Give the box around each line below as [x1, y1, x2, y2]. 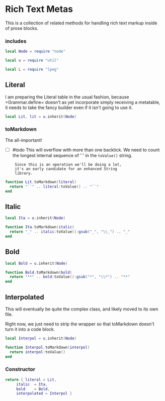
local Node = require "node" [5, 49, 66, 54]
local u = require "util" [5, 58, 59, 63]
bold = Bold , [16, 387, 50, 392]
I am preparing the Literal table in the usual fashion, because [5, 94, 129, 100]
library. [14, 171, 33, 176]
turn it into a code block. [5, 326, 55, 332]
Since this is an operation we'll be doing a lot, [14, 162, 122, 167]
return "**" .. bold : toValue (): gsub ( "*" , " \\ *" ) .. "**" [9, 275, 130, 280]
